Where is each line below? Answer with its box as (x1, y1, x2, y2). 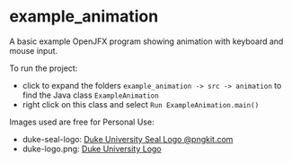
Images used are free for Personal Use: (9, 116, 155, 127)
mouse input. (9, 45, 58, 56)
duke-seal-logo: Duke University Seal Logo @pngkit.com (22, 133, 234, 144)
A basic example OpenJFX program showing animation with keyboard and (9, 36, 284, 47)
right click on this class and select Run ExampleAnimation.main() (22, 99, 260, 109)
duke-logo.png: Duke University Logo (22, 143, 162, 154)
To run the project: (9, 63, 78, 73)
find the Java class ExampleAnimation (22, 90, 159, 100)
